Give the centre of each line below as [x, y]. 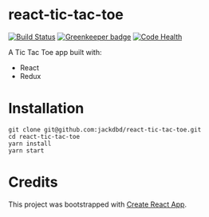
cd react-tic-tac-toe [44, 136]
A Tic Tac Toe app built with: [55, 52]
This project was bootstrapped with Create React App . [98, 204]
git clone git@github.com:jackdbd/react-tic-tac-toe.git [105, 129]
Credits [33, 182]
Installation [46, 108]
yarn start [26, 150]
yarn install [30, 144]
